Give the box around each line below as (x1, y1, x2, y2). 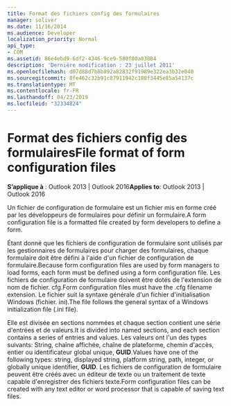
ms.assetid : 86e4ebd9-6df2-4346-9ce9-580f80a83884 (7, 55, 157, 62)
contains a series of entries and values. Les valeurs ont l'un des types (7, 333, 207, 342)
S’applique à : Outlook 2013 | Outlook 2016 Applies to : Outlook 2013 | (7, 182, 205, 191)
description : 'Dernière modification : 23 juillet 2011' (7, 62, 176, 69)
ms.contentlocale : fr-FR (7, 87, 79, 94)
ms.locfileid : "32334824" (7, 100, 82, 107)
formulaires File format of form (7, 145, 185, 161)
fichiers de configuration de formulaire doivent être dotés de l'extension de (7, 275, 222, 284)
